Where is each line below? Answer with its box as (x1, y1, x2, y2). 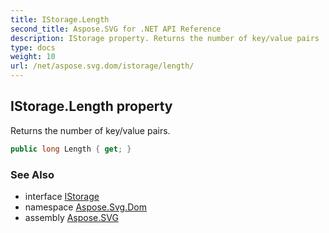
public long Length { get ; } (10, 144, 132, 154)
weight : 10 (10, 52, 56, 62)
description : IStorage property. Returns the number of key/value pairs (10, 33, 320, 43)
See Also (10, 167, 55, 181)
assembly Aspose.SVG (24, 211, 119, 223)
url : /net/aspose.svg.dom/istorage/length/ (10, 61, 195, 71)
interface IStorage (24, 190, 100, 202)
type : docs (10, 42, 56, 53)
